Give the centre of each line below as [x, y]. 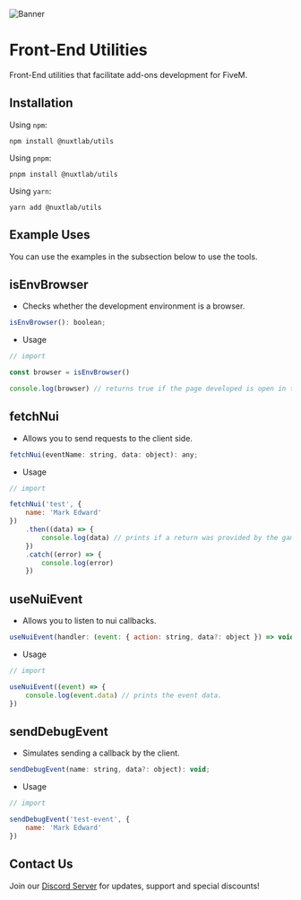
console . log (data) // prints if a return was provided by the [160, 537]
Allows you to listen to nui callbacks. [89, 621]
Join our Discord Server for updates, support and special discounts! [134, 886]
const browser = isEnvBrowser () [69, 372]
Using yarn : [30, 191]
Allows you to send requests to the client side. [107, 438]
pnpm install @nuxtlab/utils [64, 174]
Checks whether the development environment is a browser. [133, 306]
